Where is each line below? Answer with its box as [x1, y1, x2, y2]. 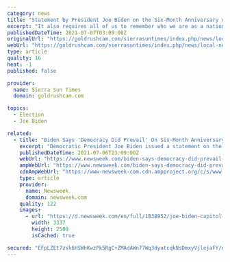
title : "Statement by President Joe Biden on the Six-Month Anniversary [7, 16, 219, 23]
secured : [7, 244, 32, 251]
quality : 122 [19, 200, 57, 207]
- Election [13, 111, 44, 119]
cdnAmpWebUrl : [19, 169, 60, 176]
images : [19, 206, 41, 213]
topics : [7, 105, 29, 112]
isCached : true [31, 232, 75, 239]
